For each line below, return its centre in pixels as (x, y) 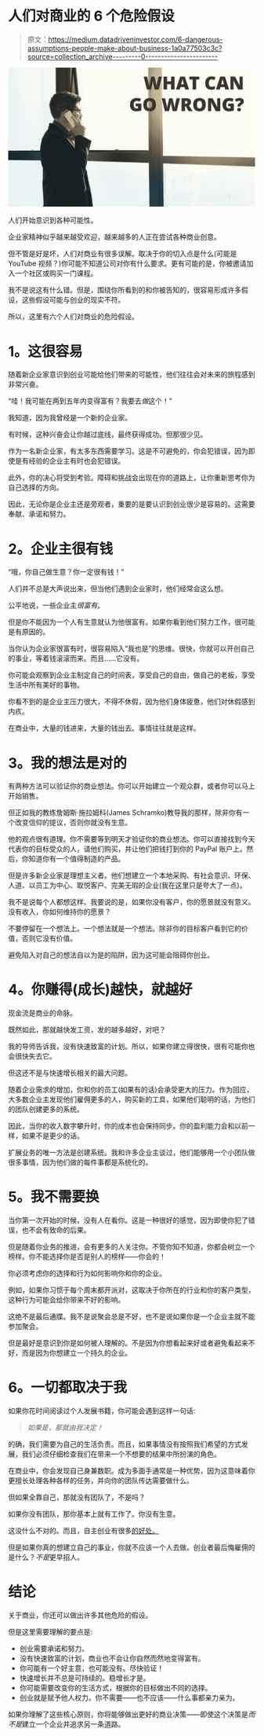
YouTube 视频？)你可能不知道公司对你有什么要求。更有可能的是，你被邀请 (127, 263)
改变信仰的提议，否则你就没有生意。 (73, 823)
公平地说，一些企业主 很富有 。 (56, 605)
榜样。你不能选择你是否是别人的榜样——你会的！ (87, 1257)
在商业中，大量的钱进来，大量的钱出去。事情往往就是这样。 (104, 729)
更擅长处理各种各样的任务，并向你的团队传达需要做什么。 (101, 1481)
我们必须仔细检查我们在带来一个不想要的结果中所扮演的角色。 (121, 1454)
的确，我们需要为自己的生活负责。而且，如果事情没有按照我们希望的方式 (125, 1444)
